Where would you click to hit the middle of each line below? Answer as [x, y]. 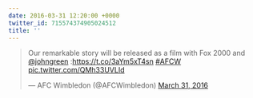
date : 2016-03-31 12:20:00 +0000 [64, 16]
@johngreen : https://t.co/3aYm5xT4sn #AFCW [104, 61]
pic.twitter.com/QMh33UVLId [76, 70]
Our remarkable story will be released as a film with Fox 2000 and [137, 53]
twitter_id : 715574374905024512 [62, 23]
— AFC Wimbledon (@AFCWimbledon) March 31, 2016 [118, 85]
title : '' [25, 30]
